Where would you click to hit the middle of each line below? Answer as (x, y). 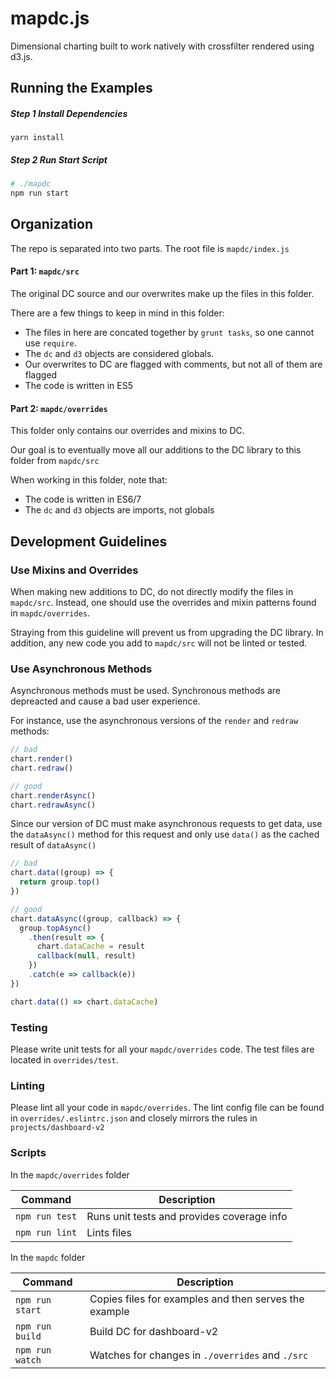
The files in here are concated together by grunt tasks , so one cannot (169, 333)
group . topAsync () (55, 928)
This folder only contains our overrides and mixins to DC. (127, 431)
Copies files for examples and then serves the (197, 1299)
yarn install (37, 138)
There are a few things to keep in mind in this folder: (117, 313)
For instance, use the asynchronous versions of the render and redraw (154, 721)
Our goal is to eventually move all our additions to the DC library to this (156, 450)
